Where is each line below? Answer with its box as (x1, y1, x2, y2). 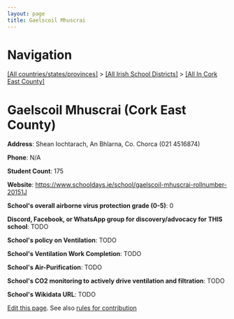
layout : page (7, 10, 45, 17)
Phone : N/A (7, 153, 41, 162)
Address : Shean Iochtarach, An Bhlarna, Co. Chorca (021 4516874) (7, 140, 200, 148)
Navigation (7, 47, 72, 63)
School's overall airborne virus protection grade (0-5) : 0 (7, 201, 174, 210)
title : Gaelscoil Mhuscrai (7, 17, 86, 24)
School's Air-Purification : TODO (7, 263, 103, 271)
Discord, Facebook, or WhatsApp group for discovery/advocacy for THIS (7, 215, 223, 224)
